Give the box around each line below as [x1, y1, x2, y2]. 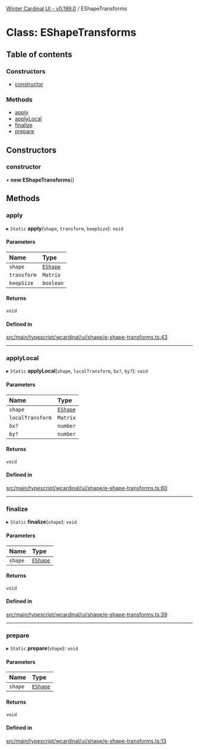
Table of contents [6, 49, 72, 59]
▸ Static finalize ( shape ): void [6, 519, 77, 526]
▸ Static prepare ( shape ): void [6, 645, 78, 652]
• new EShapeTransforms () [6, 176, 75, 183]
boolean [42, 279, 64, 287]
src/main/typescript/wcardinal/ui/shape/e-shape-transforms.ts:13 [6, 737, 167, 744]
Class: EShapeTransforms [6, 26, 137, 39]
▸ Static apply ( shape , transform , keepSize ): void [6, 225, 124, 232]
